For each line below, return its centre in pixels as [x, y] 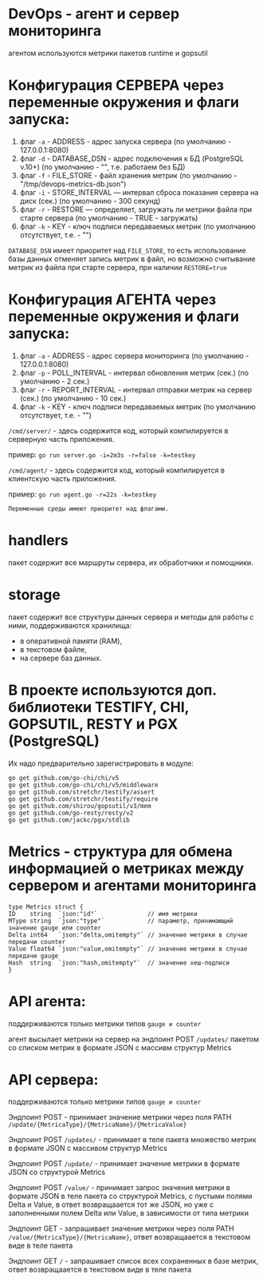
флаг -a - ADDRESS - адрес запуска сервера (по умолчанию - [126, 141]
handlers [39, 540]
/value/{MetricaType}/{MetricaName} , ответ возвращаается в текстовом [130, 1237]
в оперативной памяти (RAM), [71, 641]
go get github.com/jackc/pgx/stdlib [69, 820]
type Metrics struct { [46, 907]
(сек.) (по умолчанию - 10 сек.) [73, 398]
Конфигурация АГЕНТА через [112, 300]
